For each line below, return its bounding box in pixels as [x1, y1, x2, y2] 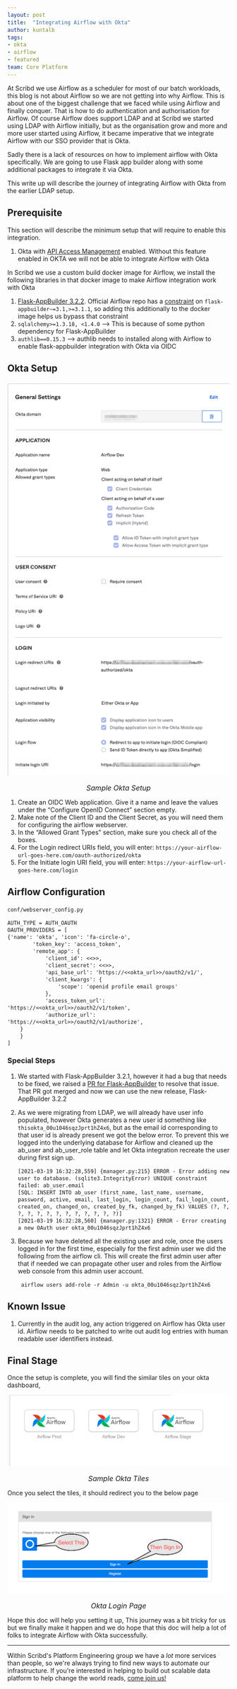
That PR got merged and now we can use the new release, [17, 1087, 188, 1095]
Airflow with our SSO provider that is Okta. [7, 136, 130, 145]
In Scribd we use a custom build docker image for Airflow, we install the [7, 268, 216, 276]
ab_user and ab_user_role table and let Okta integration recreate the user [17, 1145, 230, 1154]
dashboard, [7, 1381, 41, 1389]
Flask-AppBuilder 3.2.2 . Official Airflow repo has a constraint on [17, 297, 203, 305]
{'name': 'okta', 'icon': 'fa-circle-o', [7, 933, 131, 940]
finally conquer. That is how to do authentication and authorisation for [7, 106, 210, 115]
